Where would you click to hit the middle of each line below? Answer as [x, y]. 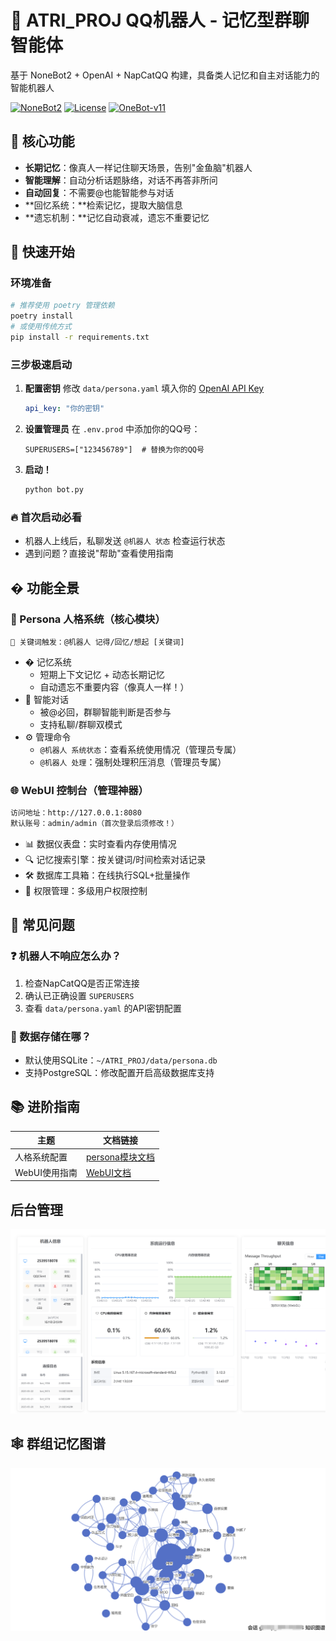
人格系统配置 [41, 1157]
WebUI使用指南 [46, 1172]
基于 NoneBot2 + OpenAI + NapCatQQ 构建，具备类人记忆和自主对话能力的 [165, 75]
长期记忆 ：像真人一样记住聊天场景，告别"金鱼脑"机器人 [138, 167]
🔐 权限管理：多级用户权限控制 [86, 891]
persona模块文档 [120, 1157]
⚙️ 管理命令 [48, 737]
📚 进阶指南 [45, 1107]
